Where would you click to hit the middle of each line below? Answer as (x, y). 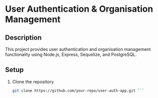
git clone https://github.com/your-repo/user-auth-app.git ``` (78, 91)
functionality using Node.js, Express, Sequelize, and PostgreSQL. (71, 54)
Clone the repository (33, 81)
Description (23, 37)
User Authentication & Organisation (79, 9)
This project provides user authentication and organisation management (78, 49)
